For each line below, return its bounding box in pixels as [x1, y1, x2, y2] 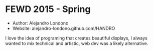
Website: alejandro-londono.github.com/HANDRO [12, 25, 115, 31]
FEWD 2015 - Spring [5, 3, 91, 15]
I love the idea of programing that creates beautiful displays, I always [5, 35, 148, 41]
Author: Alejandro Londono [12, 20, 69, 26]
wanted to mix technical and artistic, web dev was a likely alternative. [5, 40, 148, 46]
